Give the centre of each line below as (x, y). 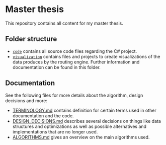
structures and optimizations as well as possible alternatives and (79, 126)
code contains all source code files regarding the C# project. (75, 51)
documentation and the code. (43, 116)
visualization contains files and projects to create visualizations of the (86, 56)
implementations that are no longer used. (55, 131)
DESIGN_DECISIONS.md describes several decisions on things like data (87, 121)
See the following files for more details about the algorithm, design (74, 95)
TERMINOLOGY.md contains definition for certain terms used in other (85, 110)
